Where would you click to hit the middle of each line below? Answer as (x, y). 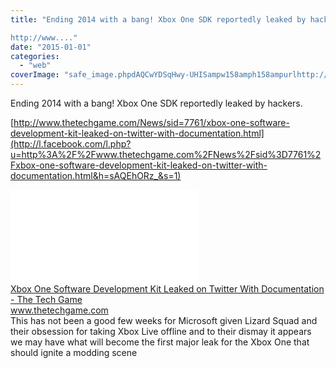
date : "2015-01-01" (51, 47)
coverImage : (35, 75)
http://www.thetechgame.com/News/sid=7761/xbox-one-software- (151, 122)
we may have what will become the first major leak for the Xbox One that (160, 342)
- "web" (35, 66)
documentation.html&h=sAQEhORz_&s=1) (96, 175)
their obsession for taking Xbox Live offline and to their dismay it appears (161, 331)
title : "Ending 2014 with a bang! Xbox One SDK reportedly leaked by (158, 19)
